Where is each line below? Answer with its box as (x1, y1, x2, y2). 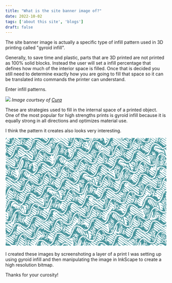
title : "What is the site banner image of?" (5, 8, 102, 13)
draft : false (5, 25, 33, 30)
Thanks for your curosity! (5, 272, 59, 278)
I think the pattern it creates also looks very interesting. (5, 128, 122, 134)
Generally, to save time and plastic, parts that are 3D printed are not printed (5, 54, 165, 61)
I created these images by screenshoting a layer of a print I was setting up (5, 251, 162, 257)
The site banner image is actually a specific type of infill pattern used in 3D (5, 39, 164, 46)
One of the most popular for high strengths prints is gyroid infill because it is (5, 112, 166, 118)
